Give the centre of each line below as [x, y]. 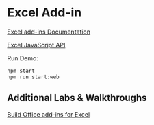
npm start [21, 71]
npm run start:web [33, 77]
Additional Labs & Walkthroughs [77, 98]
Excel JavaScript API [36, 45]
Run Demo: [23, 58]
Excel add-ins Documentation [49, 32]
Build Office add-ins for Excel [49, 114]
